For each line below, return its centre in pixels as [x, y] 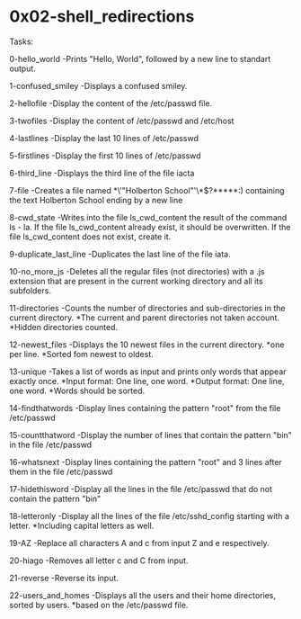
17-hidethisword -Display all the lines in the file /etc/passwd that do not [141, 489]
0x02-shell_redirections [102, 17]
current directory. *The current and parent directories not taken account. [145, 318]
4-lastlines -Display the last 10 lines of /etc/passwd [104, 138]
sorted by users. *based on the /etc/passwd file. [99, 605]
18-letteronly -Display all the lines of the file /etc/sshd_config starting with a [149, 516]
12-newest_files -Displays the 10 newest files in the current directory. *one [147, 345]
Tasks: [22, 41]
